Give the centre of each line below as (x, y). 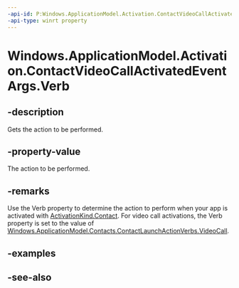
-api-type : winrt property (47, 21)
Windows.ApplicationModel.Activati (117, 56)
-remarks (28, 191)
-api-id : (20, 14)
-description (36, 112)
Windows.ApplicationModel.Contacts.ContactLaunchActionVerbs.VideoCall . (118, 231)
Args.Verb (38, 86)
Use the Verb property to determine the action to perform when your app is (118, 208)
